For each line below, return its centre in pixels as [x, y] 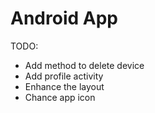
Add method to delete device [84, 65]
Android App [64, 18]
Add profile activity [64, 76]
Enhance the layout [64, 86]
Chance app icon [60, 97]
